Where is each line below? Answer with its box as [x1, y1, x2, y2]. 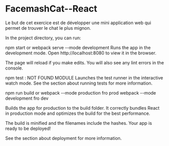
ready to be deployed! [5, 125, 51, 131]
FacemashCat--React [5, 3, 97, 15]
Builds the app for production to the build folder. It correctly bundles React [5, 105, 160, 111]
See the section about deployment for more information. [5, 135, 122, 141]
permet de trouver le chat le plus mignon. [5, 25, 91, 31]
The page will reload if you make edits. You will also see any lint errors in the [5, 59, 164, 65]
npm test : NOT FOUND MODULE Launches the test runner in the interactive [5, 75, 163, 81]
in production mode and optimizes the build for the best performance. [5, 110, 150, 116]
